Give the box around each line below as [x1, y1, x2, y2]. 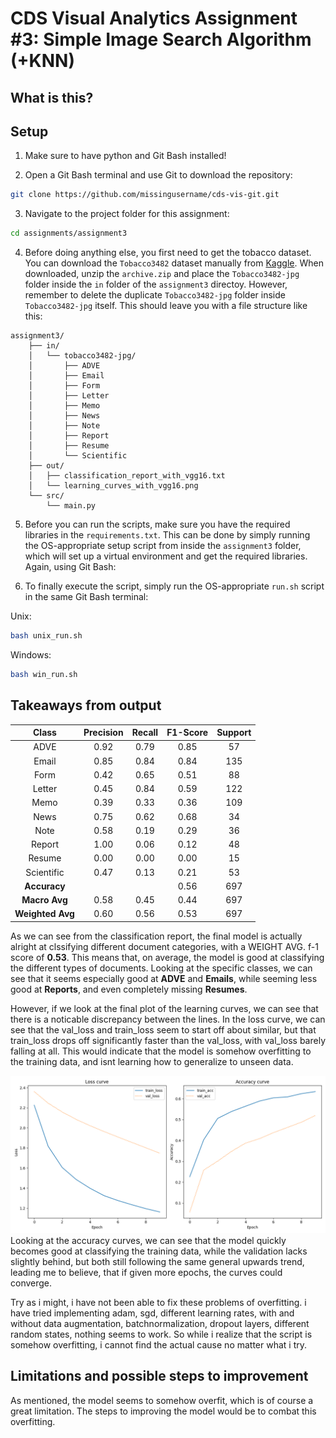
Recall [131, 727, 159, 739]
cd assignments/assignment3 [10, 228, 128, 239]
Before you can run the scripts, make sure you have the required [24, 518, 291, 531]
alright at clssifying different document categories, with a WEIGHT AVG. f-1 [10, 940, 319, 952]
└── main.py [46, 501, 97, 511]
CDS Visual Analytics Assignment [10, 7, 298, 30]
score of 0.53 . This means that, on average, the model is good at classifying [10, 951, 325, 963]
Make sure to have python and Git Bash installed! [24, 150, 227, 162]
